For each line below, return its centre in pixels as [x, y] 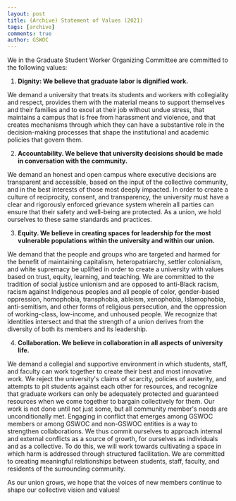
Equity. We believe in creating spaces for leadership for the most [114, 233]
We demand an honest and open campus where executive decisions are [112, 175]
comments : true [30, 33]
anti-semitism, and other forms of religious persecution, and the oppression [117, 307]
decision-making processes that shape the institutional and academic [108, 132]
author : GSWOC [28, 40]
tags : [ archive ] [31, 27]
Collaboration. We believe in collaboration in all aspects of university [120, 343]
